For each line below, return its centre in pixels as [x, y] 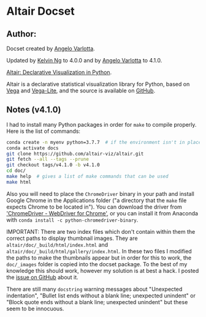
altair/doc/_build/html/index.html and [57, 244]
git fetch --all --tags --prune [48, 159]
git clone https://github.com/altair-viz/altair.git [75, 154]
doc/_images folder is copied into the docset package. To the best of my [97, 264]
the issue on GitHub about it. [42, 277]
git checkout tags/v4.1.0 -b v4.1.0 [53, 165]
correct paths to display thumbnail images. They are [72, 238]
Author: [21, 34]
